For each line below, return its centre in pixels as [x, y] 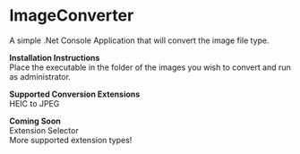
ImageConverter [72, 16]
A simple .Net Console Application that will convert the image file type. [140, 40]
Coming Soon [35, 121]
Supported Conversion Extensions [75, 94]
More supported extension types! [71, 140]
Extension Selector [44, 130]
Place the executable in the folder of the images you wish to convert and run [150, 67]
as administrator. [40, 76]
